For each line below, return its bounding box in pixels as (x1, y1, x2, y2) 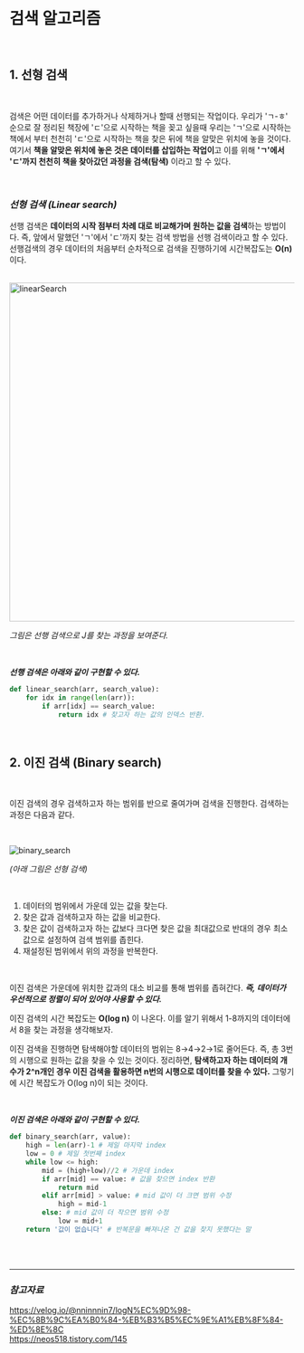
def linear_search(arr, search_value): (9, 685, 160, 694)
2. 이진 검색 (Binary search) (9, 755, 163, 770)
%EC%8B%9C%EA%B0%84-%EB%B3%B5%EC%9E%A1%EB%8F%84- (9, 1314, 283, 1326)
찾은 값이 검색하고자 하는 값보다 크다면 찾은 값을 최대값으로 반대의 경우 (22, 923, 271, 934)
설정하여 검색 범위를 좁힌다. (46, 934, 144, 946)
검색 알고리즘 (9, 8, 101, 29)
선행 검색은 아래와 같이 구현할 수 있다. (9, 667, 140, 678)
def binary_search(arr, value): (9, 1132, 131, 1141)
